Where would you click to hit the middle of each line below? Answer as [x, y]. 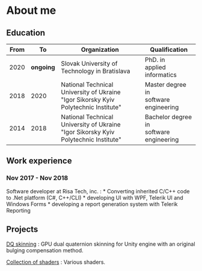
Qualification [169, 50]
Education [26, 33]
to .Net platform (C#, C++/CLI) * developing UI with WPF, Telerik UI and [95, 198]
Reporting [19, 210]
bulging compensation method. [45, 250]
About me [31, 11]
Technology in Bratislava [96, 71]
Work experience [39, 161]
